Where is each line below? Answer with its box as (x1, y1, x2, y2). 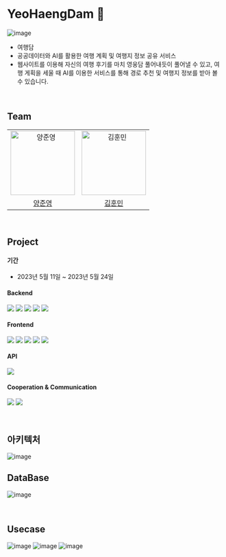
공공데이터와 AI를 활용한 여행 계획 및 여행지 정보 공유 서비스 (16, 51, 177, 60)
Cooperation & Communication (7, 383, 97, 391)
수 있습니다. (16, 77, 49, 85)
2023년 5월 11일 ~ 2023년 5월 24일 (16, 273, 114, 281)
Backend (7, 288, 33, 297)
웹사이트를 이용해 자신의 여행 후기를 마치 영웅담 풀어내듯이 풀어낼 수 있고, (16, 60, 213, 68)
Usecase (7, 523, 46, 535)
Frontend (7, 321, 34, 329)
